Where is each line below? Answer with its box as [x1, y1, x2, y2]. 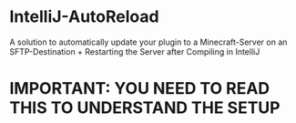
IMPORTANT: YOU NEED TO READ [9, 78, 270, 99]
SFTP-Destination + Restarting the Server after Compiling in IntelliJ [9, 46, 260, 56]
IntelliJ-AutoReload [9, 6, 159, 27]
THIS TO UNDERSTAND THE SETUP [9, 97, 281, 118]
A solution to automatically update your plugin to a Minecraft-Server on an [9, 36, 288, 47]
